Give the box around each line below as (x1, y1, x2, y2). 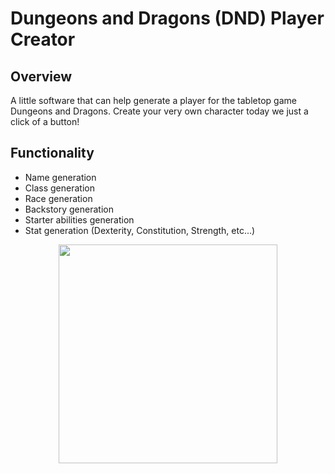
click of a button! (10, 116, 80, 127)
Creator (10, 28, 76, 51)
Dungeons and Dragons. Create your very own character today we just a (10, 105, 309, 117)
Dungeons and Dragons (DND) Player (10, 7, 325, 30)
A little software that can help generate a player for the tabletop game (10, 95, 297, 106)
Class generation (24, 182, 95, 194)
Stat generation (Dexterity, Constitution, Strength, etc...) (24, 224, 256, 236)
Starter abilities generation (24, 213, 135, 226)
